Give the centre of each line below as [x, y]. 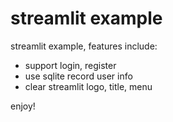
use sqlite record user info [78, 76]
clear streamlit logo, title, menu [88, 86]
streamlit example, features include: [84, 46]
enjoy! [23, 106]
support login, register [70, 65]
